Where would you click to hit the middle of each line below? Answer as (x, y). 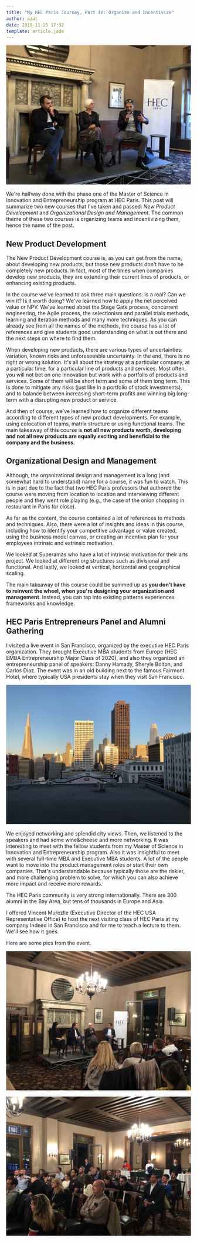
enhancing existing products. (41, 283)
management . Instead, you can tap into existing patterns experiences (90, 597)
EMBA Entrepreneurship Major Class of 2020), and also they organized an (95, 658)
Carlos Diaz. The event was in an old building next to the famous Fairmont (95, 670)
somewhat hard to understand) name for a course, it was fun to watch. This (97, 481)
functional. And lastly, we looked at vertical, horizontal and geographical (93, 567)
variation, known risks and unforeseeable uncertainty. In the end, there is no (98, 356)
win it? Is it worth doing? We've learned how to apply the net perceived (92, 301)
